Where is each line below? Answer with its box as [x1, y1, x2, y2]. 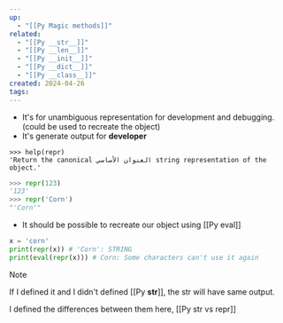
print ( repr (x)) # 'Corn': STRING [9, 245, 133, 254]
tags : [9, 87, 29, 96]
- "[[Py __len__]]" [17, 46, 89, 55]
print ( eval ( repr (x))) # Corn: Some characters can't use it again [9, 253, 259, 262]
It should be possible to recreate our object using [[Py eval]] [21, 219, 241, 230]
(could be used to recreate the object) [21, 121, 161, 131]
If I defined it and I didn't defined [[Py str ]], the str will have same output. [9, 286, 276, 297]
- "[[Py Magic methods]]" [17, 21, 113, 30]
